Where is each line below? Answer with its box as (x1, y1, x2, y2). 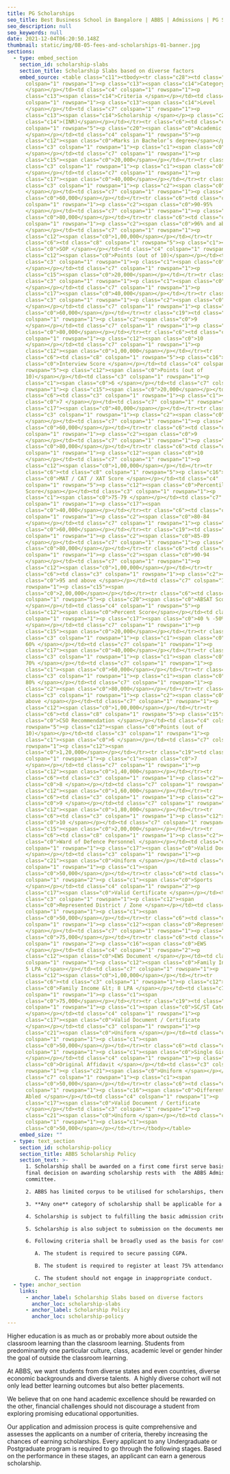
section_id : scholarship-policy (19, 1144, 112, 1151)
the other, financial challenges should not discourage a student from (7, 1402, 200, 1410)
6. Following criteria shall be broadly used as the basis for (25, 1238, 210, 1244)
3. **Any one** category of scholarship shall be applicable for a (25, 1201, 222, 1207)
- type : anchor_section (13, 1281, 81, 1288)
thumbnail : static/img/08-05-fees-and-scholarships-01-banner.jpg (7, 42, 201, 49)
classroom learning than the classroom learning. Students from (7, 1339, 185, 1347)
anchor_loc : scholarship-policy (31, 1313, 125, 1320)
